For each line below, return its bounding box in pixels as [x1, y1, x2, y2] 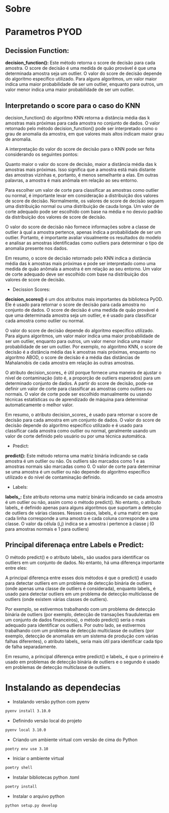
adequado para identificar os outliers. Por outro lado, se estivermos [5, 622, 146, 628]
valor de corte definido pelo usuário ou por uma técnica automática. [5, 433, 147, 439]
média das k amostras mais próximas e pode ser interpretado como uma [5, 261, 156, 266]
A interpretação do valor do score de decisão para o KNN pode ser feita [5, 146, 155, 152]
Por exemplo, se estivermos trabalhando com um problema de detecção [5, 606, 155, 612]
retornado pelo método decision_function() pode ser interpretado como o [5, 125, 158, 132]
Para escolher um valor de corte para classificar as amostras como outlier [5, 187, 159, 193]
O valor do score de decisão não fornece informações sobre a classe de [5, 224, 155, 230]
